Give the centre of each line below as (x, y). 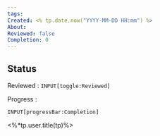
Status (22, 69)
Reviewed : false (31, 33)
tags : (15, 14)
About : (17, 27)
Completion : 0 (28, 40)
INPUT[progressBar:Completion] (53, 112)
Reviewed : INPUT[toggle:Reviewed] (59, 85)
